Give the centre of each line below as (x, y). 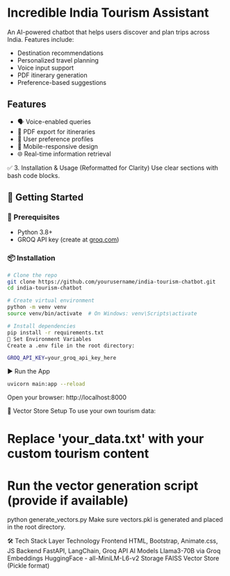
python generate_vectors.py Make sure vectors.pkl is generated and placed (115, 520)
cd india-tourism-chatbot (44, 288)
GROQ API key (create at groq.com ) (68, 240)
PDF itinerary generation (52, 75)
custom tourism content (78, 454)
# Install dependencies (42, 326)
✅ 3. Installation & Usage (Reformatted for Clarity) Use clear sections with (113, 168)
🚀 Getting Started (46, 197)
